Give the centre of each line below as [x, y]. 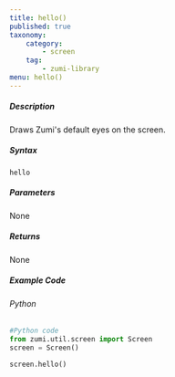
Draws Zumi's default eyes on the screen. [87, 130]
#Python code [34, 331]
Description [32, 107]
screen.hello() [38, 364]
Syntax [24, 151]
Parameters [32, 193]
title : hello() [38, 18]
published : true [40, 26]
